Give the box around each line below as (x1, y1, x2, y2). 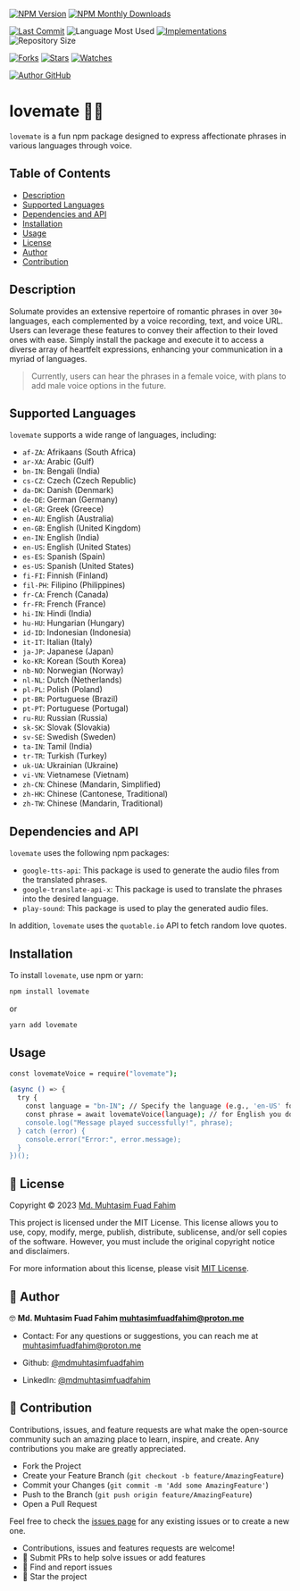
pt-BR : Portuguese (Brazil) (21, 693, 119, 705)
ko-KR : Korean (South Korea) (21, 656, 127, 666)
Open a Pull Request (21, 1498, 98, 1509)
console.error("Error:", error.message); (25, 1135, 181, 1143)
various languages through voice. (9, 139, 132, 151)
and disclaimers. (9, 1246, 70, 1257)
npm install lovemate (9, 987, 90, 996)
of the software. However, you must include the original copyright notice (9, 1236, 275, 1247)
